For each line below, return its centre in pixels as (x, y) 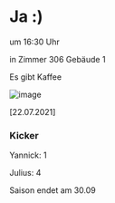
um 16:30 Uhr (35, 42)
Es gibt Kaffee (35, 77)
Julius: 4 (25, 173)
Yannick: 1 (28, 155)
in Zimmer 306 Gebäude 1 (57, 59)
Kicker (24, 135)
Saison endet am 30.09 (53, 190)
